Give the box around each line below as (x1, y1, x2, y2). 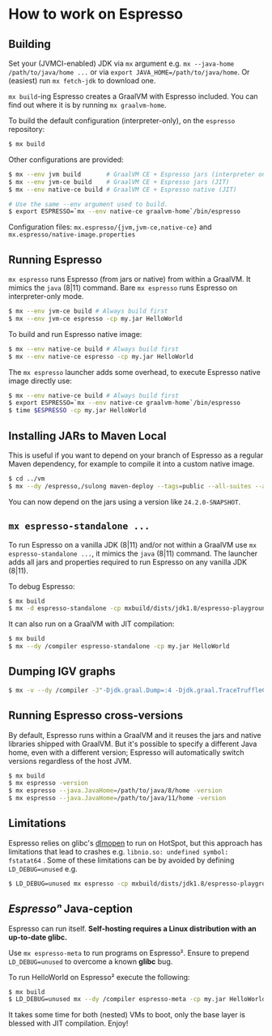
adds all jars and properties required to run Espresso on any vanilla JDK (8, 556, 248, 567)
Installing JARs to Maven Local (8, 428, 167, 442)
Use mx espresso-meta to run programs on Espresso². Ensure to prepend (8, 948, 249, 957)
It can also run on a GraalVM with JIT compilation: (8, 619, 175, 629)
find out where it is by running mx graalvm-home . (8, 100, 168, 109)
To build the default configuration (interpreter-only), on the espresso (8, 116, 236, 126)
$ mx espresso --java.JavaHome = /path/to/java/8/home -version (8, 787, 223, 795)
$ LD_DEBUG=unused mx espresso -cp (8, 880, 129, 888)
